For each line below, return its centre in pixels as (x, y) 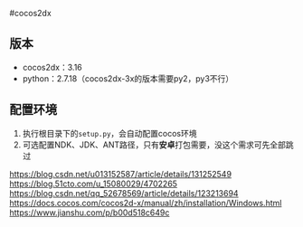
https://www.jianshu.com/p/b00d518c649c (90, 213)
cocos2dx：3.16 (52, 67)
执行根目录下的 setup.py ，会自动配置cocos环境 (109, 133)
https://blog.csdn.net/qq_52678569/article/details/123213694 (124, 193)
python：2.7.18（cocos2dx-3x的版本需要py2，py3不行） (128, 78)
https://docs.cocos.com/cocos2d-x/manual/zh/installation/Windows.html (146, 203)
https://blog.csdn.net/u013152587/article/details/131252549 (121, 174)
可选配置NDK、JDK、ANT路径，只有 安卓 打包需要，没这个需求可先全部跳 (158, 145)
